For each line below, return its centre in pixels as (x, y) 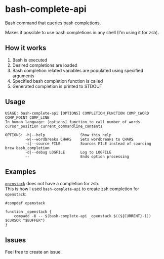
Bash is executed (30, 60)
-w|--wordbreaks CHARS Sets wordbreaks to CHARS (79, 139)
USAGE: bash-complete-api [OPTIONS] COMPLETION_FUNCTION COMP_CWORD (77, 113)
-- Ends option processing (77, 156)
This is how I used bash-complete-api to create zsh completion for (72, 189)
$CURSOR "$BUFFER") (25, 221)
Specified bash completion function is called (58, 81)
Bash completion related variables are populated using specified (78, 70)
